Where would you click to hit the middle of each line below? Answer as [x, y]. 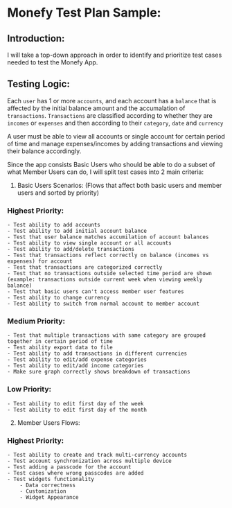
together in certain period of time [60, 342]
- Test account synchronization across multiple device [89, 461]
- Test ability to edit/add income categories [75, 366]
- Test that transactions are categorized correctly [85, 268]
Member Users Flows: [49, 422]
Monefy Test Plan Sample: [84, 13]
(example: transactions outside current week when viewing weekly [105, 280]
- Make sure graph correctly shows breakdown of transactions [99, 372]
